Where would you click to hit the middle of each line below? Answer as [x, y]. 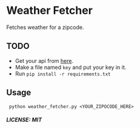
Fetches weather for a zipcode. [45, 27]
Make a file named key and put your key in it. [71, 67]
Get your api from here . [44, 60]
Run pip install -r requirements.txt [63, 74]
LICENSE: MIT [24, 120]
